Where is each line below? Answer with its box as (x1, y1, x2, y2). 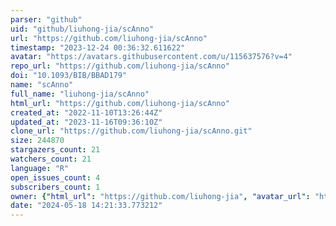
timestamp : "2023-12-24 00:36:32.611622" (10, 42, 186, 53)
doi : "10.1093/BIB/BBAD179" (10, 71, 128, 81)
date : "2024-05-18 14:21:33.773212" (10, 201, 163, 211)
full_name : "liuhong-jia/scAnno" (10, 89, 150, 99)
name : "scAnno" (10, 80, 74, 90)
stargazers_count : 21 (10, 145, 101, 155)
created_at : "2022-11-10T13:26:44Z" (10, 107, 163, 118)
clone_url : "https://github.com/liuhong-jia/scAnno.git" (10, 126, 253, 136)
